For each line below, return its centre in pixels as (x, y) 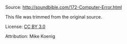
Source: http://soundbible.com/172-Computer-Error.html (64, 7)
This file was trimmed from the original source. (54, 17)
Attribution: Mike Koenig (30, 36)
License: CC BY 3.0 (25, 26)
